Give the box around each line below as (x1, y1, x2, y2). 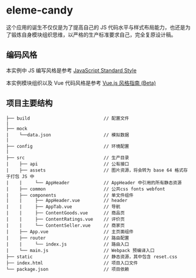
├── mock (6, 125, 28, 131)
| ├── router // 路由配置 (6, 235, 129, 241)
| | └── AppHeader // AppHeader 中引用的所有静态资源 (6, 180, 182, 186)
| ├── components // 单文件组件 (6, 192, 134, 198)
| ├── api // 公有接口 (6, 161, 129, 167)
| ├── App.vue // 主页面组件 (6, 229, 134, 234)
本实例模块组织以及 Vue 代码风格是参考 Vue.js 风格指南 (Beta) (6, 79, 156, 86)
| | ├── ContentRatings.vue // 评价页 (6, 216, 125, 222)
